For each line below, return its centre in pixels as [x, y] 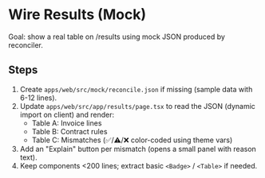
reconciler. [26, 44]
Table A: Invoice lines [67, 123]
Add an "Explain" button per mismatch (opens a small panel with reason [138, 149]
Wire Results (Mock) [77, 15]
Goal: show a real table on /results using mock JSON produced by [117, 37]
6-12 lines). [38, 98]
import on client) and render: [67, 114]
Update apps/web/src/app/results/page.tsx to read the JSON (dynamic [137, 106]
